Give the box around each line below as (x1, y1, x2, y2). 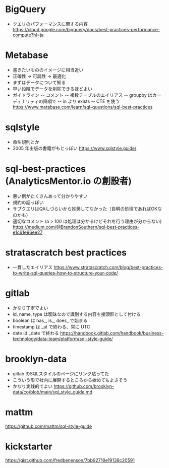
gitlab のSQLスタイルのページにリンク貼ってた (12, 370, 109, 376)
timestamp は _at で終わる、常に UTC (12, 323, 90, 329)
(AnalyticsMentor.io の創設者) (5, 175, 132, 187)
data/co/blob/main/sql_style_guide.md (12, 389, 92, 395)
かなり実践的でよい (12, 383, 53, 389)
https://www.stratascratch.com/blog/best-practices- (53, 264, 163, 270)
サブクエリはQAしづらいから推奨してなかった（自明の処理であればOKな (12, 206, 162, 212)
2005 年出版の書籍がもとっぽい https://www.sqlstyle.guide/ (12, 145, 137, 151)
